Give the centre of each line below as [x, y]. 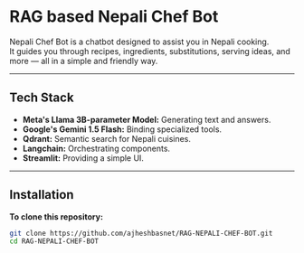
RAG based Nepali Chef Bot [114, 17]
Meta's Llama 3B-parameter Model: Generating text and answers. [147, 119]
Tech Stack [42, 98]
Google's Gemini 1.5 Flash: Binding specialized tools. [122, 129]
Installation [42, 195]
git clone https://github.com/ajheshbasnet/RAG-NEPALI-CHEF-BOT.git [141, 233]
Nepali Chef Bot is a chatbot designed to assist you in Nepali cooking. [139, 42]
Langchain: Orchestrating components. [96, 148]
